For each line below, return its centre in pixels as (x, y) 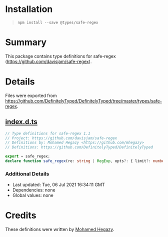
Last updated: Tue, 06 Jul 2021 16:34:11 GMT (58, 185)
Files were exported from (31, 95)
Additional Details (27, 173)
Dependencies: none (34, 190)
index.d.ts (21, 122)
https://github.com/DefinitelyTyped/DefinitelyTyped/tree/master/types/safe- (84, 100)
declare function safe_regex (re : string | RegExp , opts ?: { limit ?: (78, 161)
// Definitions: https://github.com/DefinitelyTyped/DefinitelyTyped (79, 147)
